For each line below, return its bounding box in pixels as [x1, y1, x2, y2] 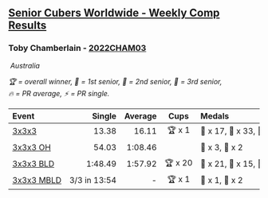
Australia [10, 60, 40, 70]
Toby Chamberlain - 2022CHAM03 [8, 43, 147, 54]
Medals [200, 111, 230, 122]
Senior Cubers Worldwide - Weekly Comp [8, 6, 220, 20]
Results [8, 19, 47, 33]
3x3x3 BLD [12, 158, 54, 169]
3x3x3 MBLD [12, 175, 62, 186]
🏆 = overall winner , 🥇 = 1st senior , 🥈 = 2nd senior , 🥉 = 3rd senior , [8, 76, 223, 86]
